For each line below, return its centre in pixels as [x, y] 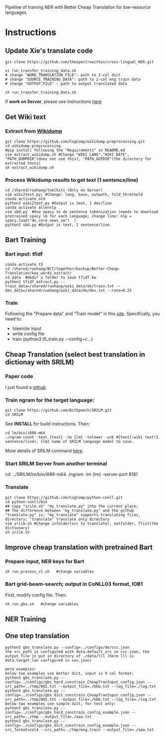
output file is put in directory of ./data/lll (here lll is [70, 656]
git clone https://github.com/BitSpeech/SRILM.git [58, 410]
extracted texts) [23, 163]
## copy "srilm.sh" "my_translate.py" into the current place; [72, 506]
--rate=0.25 [120, 290]
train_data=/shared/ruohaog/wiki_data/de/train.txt [59, 286]
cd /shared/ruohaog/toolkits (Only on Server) [54, 190]
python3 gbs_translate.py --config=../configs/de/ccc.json [67, 647]
